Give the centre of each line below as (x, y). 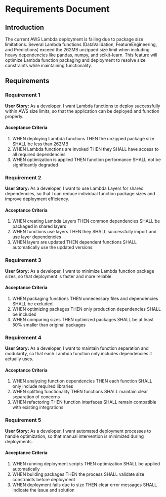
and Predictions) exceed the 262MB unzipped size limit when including (77, 50)
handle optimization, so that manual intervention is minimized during (75, 436)
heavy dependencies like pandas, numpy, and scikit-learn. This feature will (81, 55)
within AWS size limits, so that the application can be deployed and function (82, 111)
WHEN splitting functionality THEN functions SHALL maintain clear (80, 392)
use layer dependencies (37, 237)
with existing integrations (38, 407)
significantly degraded (35, 165)
